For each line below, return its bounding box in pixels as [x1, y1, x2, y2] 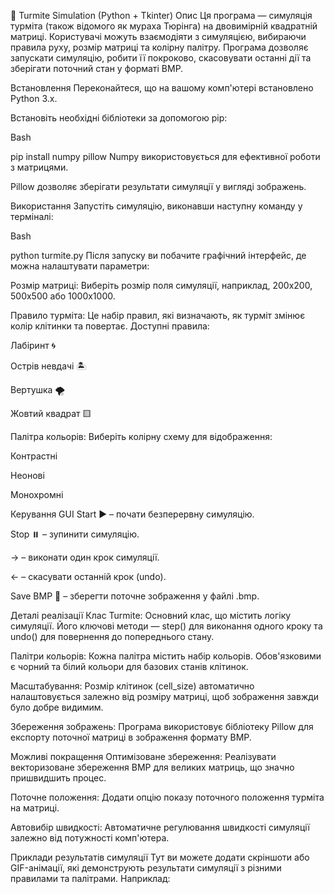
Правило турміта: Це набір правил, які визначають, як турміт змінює [10, 310, 306, 321]
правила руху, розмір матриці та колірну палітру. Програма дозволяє [10, 41, 309, 53]
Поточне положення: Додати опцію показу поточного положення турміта [10, 791, 325, 803]
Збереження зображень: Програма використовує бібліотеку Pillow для [10, 721, 314, 732]
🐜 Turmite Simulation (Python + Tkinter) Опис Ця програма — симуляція [10, 10, 313, 21]
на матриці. [10, 802, 60, 814]
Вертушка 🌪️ [10, 384, 65, 395]
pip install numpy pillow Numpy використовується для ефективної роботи [10, 151, 321, 162]
